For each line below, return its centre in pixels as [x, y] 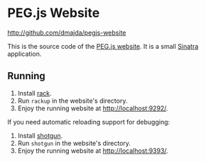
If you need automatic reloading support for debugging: [89, 122]
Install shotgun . [40, 135]
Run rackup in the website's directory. [72, 100]
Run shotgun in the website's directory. [74, 143]
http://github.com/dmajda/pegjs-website [67, 33]
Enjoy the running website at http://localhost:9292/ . [93, 108]
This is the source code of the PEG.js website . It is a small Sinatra [103, 46]
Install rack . [34, 93]
